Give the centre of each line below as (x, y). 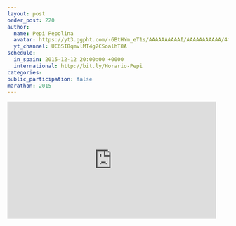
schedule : (22, 53)
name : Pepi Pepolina (44, 33)
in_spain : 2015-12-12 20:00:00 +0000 (69, 60)
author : (19, 27)
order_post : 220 (31, 20)
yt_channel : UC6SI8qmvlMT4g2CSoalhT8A (71, 46)
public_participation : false (50, 79)
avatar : (25, 40)
